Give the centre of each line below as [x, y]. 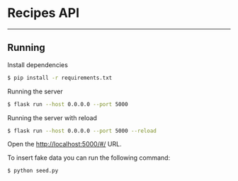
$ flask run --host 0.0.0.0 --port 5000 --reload [82, 131]
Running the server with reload [52, 117]
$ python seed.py [33, 171]
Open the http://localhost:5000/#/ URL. [64, 144]
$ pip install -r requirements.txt [60, 78]
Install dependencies [38, 64]
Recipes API [44, 13]
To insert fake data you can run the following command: [89, 158]
